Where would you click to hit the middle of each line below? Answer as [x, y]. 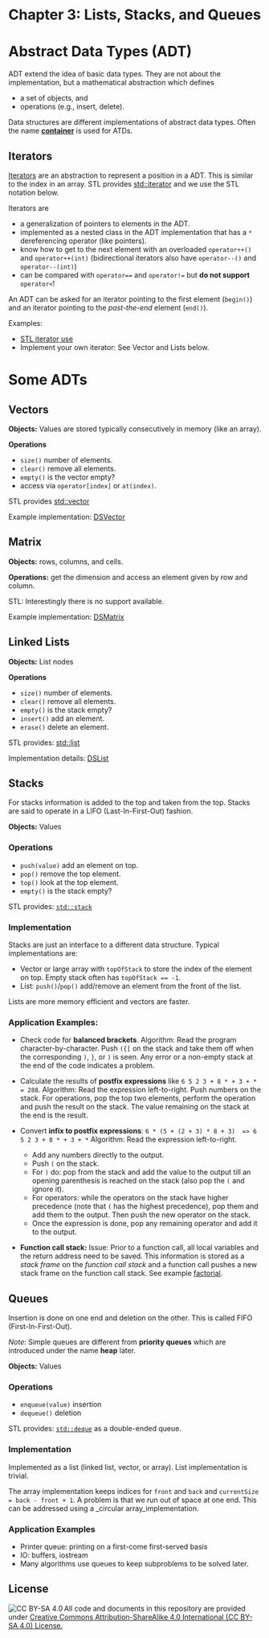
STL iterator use [47, 339]
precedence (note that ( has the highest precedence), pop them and [145, 1206]
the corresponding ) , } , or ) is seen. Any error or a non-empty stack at [137, 1057]
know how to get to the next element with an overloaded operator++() [136, 249]
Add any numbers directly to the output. [98, 1155]
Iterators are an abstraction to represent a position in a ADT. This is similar [131, 175]
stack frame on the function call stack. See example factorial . [121, 1274]
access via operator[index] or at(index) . [88, 485]
